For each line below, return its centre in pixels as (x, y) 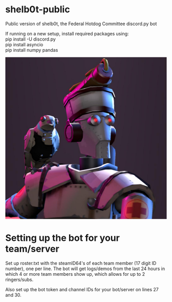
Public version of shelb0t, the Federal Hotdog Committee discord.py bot (81, 24)
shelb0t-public (38, 10)
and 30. (13, 295)
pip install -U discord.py (31, 39)
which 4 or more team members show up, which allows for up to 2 (75, 274)
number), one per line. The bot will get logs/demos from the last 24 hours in (85, 269)
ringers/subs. (19, 279)
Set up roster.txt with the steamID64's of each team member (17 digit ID (81, 263)
